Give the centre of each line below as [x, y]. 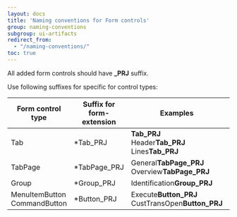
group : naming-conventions [47, 27]
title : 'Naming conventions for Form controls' [79, 20]
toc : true [22, 54]
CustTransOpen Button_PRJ [177, 203]
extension [99, 122]
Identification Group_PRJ [172, 182]
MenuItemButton [38, 194]
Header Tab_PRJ [158, 142]
